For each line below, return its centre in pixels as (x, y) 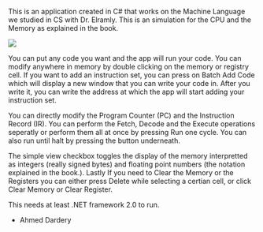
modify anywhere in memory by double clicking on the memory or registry (129, 67)
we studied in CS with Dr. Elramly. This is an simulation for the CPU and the (130, 20)
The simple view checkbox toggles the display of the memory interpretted (128, 156)
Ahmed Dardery (45, 220)
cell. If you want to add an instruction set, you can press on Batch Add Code (132, 75)
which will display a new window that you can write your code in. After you (129, 83)
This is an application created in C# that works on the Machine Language (127, 11)
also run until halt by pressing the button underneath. (94, 140)
